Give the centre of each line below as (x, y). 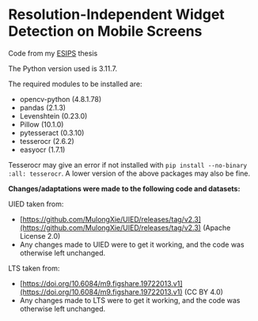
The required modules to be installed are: (75, 84)
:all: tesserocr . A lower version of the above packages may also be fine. (129, 173)
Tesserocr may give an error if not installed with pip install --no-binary (128, 164)
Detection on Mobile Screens (105, 31)
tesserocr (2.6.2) (47, 141)
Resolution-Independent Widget (117, 15)
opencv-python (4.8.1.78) (61, 99)
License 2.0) (40, 236)
